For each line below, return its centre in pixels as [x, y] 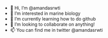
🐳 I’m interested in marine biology [45, 13]
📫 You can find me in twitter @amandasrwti [56, 30]
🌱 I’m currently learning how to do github [53, 19]
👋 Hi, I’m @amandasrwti [35, 8]
